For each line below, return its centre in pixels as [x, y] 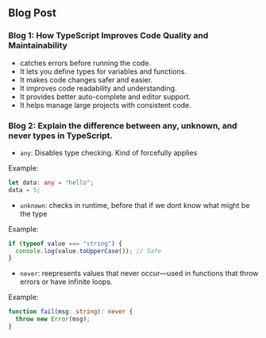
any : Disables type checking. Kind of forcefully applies [108, 152]
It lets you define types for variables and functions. [103, 71]
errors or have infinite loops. [66, 282]
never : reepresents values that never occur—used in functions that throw [139, 274]
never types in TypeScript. [61, 136]
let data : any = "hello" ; [51, 182]
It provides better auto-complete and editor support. [105, 96]
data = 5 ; [25, 190]
